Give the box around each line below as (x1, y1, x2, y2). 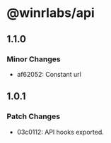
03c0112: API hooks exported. (16, 128, 104, 136)
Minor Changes (6, 54, 61, 64)
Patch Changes (6, 111, 61, 121)
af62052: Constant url (16, 70, 82, 78)
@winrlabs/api (6, 5, 95, 21)
